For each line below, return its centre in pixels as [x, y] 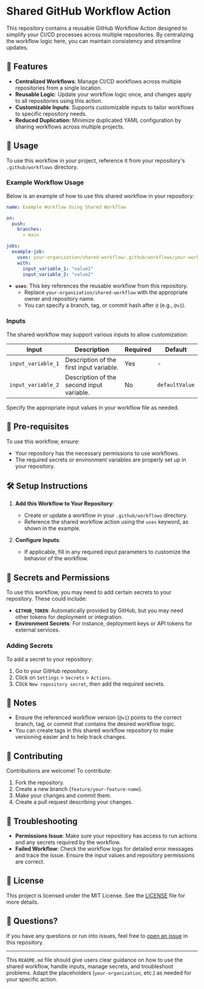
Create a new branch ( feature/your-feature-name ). [79, 789]
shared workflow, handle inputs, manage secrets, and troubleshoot [90, 966]
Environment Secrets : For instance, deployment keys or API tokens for [104, 624]
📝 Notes [22, 702]
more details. [23, 902]
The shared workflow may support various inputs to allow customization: [97, 334]
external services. [37, 630]
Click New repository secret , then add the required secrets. [90, 684]
